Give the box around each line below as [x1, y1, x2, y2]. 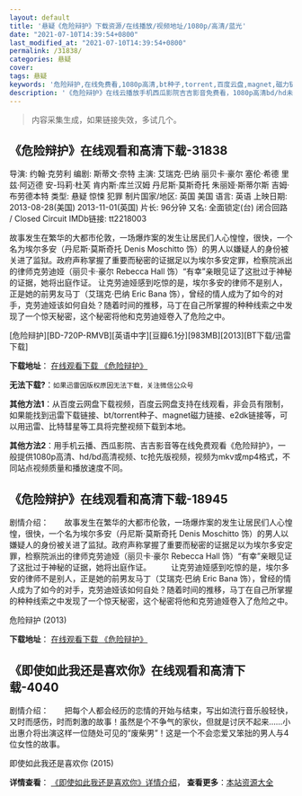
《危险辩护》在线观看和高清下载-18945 [9, 491, 228, 507]
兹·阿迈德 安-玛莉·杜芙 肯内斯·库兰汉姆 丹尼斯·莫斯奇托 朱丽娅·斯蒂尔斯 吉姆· [9, 180, 290, 190]
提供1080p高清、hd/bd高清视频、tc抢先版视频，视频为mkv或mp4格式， [16, 451, 283, 463]
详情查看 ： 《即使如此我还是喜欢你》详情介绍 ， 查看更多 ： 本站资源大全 [9, 776, 274, 787]
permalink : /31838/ [9, 47, 83, 56]
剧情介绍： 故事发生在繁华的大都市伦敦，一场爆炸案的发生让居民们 [9, 517, 270, 528]
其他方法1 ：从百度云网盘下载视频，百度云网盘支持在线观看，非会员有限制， [9, 399, 289, 410]
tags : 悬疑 [9, 72, 48, 81]
